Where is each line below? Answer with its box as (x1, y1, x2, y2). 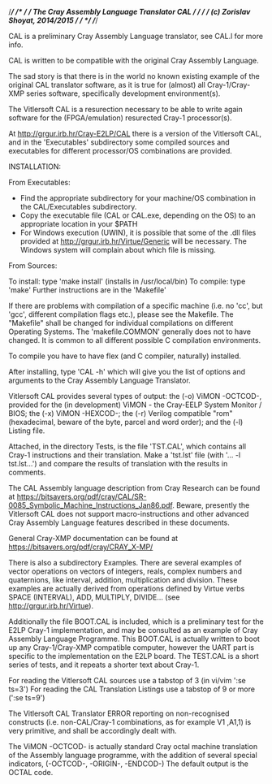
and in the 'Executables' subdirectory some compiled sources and (8, 137, 230, 147)
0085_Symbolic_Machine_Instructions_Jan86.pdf (8, 500, 173, 510)
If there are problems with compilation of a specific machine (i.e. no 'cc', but (8, 301, 263, 310)
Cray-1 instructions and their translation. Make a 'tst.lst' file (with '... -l (8, 450, 241, 460)
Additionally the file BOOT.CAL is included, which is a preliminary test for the (8, 617, 264, 626)
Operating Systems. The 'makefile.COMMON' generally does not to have (8, 327, 252, 336)
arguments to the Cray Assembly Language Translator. (8, 375, 191, 385)
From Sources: (8, 261, 58, 271)
